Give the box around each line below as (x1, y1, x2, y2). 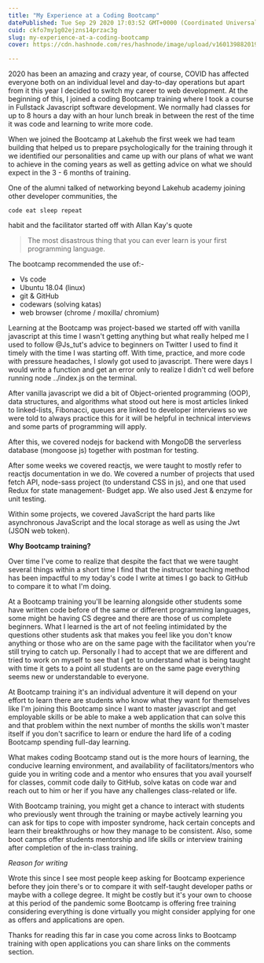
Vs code (19, 274, 47, 284)
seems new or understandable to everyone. (8, 672, 149, 682)
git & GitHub (19, 292, 59, 301)
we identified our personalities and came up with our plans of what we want (8, 151, 254, 161)
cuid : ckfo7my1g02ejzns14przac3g (8, 26, 118, 34)
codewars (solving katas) (19, 300, 102, 309)
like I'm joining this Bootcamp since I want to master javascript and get (8, 704, 236, 714)
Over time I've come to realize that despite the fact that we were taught (8, 557, 239, 566)
